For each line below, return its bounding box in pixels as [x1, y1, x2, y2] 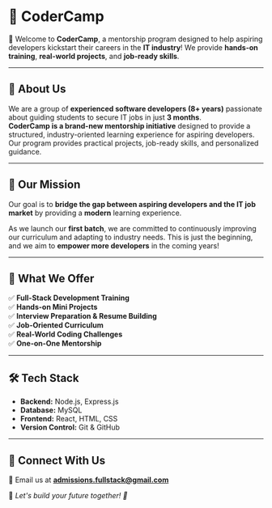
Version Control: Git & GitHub [19, 422, 120, 432]
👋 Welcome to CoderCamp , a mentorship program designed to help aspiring [8, 34, 263, 44]
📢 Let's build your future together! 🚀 [8, 491, 128, 500]
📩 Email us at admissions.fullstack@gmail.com [8, 475, 169, 485]
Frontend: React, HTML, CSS [19, 414, 118, 424]
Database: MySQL [19, 405, 83, 415]
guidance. [8, 146, 42, 156]
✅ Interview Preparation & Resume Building [8, 311, 158, 321]
